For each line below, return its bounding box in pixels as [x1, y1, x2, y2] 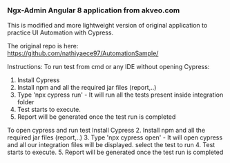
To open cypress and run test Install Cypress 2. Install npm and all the [7, 126, 206, 135]
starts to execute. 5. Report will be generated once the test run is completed [7, 148, 224, 157]
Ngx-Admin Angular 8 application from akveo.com [7, 6, 180, 15]
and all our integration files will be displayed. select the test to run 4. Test [7, 141, 215, 149]
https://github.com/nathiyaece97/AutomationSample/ [7, 49, 159, 57]
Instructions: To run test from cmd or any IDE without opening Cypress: [7, 63, 210, 71]
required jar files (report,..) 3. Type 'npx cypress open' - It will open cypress [7, 133, 223, 142]
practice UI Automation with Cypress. [7, 28, 114, 37]
